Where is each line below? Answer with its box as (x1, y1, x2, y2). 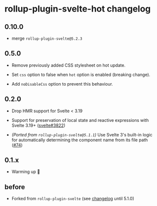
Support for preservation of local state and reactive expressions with (11, 117, 149, 123)
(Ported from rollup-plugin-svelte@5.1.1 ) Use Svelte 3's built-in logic (11, 132, 153, 137)
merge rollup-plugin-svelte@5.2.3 (11, 35, 83, 41)
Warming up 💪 (11, 169, 40, 175)
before (4, 183, 25, 191)
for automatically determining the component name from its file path (11, 137, 148, 143)
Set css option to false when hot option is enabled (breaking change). (11, 72, 151, 77)
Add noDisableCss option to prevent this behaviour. (11, 81, 113, 87)
